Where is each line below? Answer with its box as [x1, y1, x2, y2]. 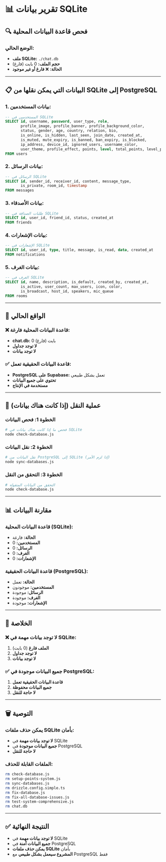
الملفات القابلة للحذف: [5, 760, 53, 767]
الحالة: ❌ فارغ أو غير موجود [12, 66, 62, 72]
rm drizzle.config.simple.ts [5, 785, 65, 790]
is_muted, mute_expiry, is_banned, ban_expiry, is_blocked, [20, 137, 147, 142]
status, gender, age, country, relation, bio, [20, 129, 119, 133]
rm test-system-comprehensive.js [5, 799, 74, 804]
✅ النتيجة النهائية [5, 822, 49, 830]
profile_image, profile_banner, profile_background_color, [20, 124, 145, 129]
